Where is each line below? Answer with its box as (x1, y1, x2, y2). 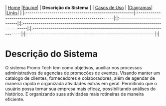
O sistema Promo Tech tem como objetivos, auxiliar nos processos (5, 64, 142, 70)
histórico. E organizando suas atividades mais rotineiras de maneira (5, 91, 144, 97)
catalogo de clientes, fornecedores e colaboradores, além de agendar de (5, 75, 156, 81)
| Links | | (5, 10, 22, 16)
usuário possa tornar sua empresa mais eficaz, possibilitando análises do (5, 86, 156, 92)
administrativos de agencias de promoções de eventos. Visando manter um (5, 70, 161, 76)
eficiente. (5, 96, 25, 102)
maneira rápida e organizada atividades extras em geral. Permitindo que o (5, 80, 157, 86)
